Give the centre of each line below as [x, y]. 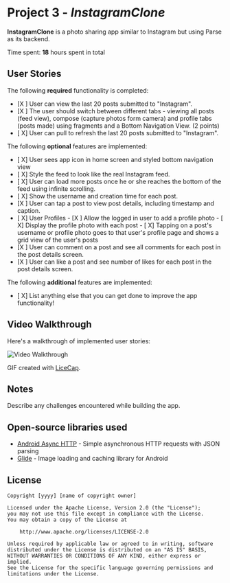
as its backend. [28, 38]
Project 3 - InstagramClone [86, 13]
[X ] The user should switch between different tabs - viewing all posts [116, 111]
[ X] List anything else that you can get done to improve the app [107, 295]
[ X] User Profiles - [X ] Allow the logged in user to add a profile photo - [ [120, 218]
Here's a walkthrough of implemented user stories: [79, 341]
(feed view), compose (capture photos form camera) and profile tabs [114, 118]
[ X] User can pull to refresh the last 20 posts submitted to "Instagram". [118, 133]
